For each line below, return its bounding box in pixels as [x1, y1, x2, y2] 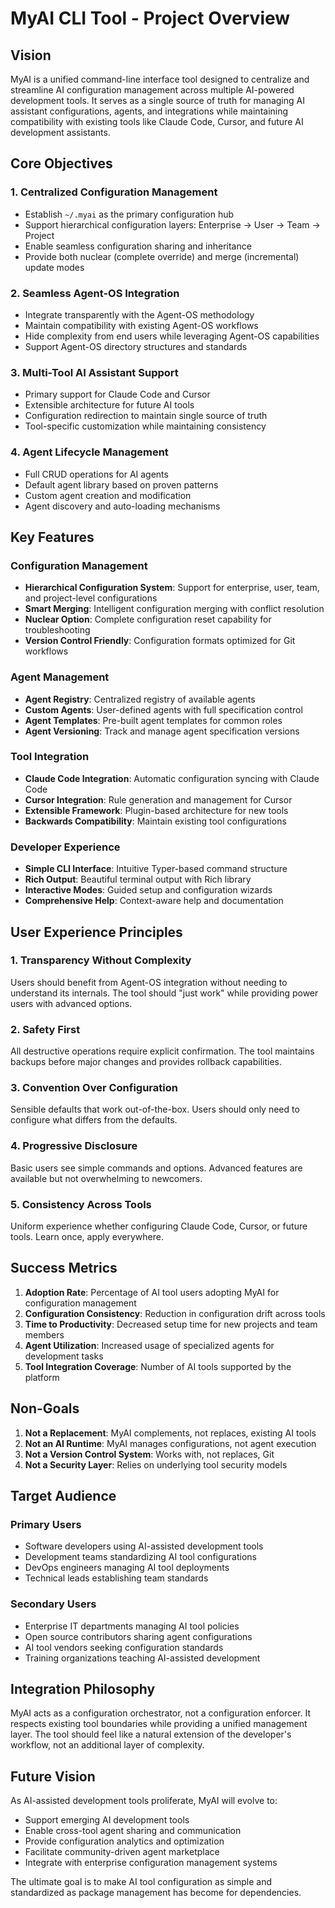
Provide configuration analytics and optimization [24, 1835, 225, 1847]
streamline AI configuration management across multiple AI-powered [10, 84, 295, 96]
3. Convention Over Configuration [10, 1081, 178, 1095]
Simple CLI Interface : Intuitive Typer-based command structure [24, 863, 288, 875]
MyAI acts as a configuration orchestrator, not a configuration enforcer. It [10, 1707, 312, 1719]
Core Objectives [10, 155, 113, 172]
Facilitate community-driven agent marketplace [24, 1846, 220, 1858]
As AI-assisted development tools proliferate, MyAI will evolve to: [10, 1795, 278, 1807]
